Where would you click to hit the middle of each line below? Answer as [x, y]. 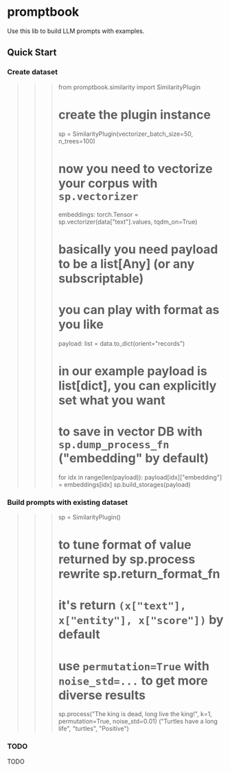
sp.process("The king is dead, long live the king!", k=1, [135, 714]
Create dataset [33, 72]
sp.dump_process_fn [114, 445]
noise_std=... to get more [133, 680]
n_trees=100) [77, 141]
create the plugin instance [135, 115]
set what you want [112, 400]
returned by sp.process [127, 559]
